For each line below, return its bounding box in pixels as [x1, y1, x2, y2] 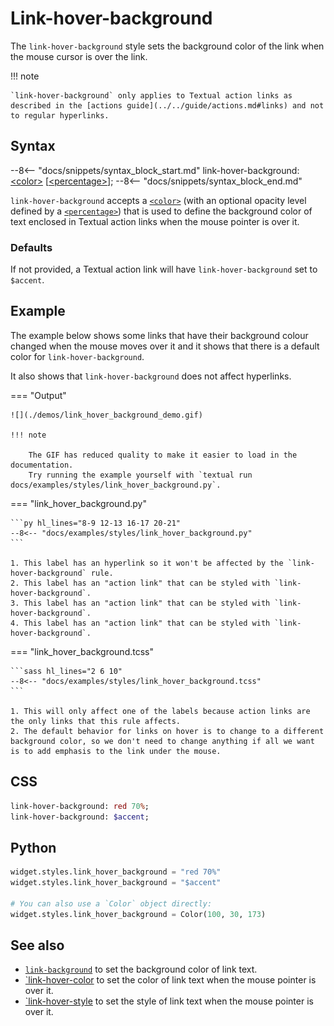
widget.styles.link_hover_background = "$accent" [10, 878, 222, 888]
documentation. [10, 460, 74, 470]
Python [10, 839, 57, 856]
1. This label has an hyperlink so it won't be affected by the [10, 558, 284, 568]
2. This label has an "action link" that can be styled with [10, 578, 271, 588]
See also [10, 937, 65, 954]
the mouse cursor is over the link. [10, 50, 148, 62]
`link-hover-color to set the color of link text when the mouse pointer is [24, 974, 317, 986]
